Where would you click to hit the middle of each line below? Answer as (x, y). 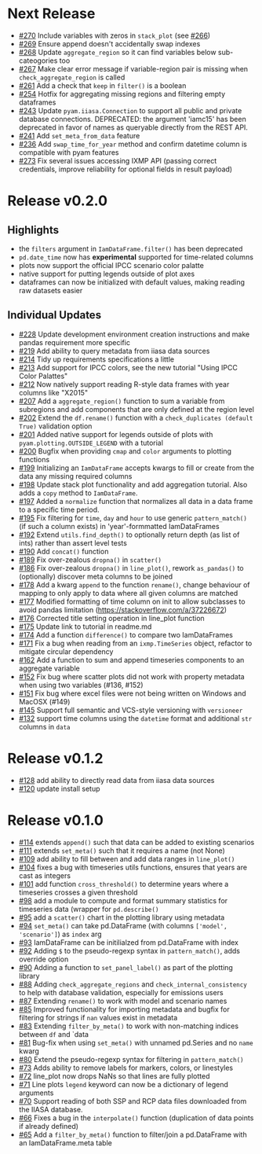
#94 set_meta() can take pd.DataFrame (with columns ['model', (123, 925)
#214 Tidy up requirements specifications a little (96, 359)
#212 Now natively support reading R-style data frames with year (124, 384)
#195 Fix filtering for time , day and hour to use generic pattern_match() (133, 518)
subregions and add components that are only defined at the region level (136, 409)
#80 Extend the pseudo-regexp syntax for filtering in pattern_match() (131, 1059)
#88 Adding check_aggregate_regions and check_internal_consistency (133, 984)
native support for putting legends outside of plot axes (107, 274)
